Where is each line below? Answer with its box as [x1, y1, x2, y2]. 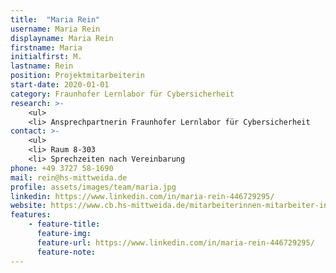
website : [10, 201, 47, 211]
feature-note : [36, 247, 97, 257]
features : [10, 210, 52, 220]
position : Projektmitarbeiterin [10, 71, 145, 81]
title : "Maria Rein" [10, 14, 101, 25]
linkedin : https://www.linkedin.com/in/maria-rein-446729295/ [10, 191, 275, 201]
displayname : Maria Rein [10, 33, 114, 43]
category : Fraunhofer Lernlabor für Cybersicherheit [10, 89, 235, 99]
